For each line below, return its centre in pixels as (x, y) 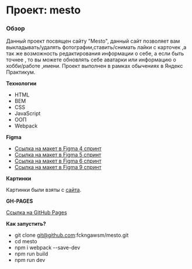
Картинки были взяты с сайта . (44, 190)
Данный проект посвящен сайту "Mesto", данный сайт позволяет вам (93, 41)
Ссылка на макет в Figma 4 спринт (58, 149)
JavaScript (27, 113)
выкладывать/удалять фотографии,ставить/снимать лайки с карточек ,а (96, 47)
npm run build (31, 254)
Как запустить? (26, 224)
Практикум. (21, 72)
